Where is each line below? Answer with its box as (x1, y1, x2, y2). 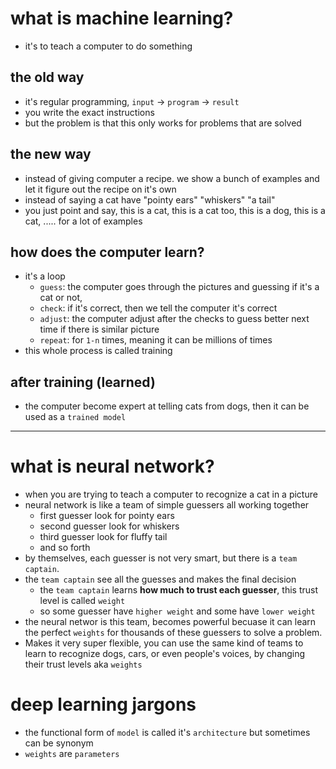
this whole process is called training (24, 345, 173, 357)
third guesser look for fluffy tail (39, 531, 168, 543)
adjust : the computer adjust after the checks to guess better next (39, 313, 310, 325)
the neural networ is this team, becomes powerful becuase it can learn (24, 616, 317, 628)
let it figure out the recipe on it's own (24, 183, 177, 195)
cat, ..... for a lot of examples (24, 215, 143, 227)
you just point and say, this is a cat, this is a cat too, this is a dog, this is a (24, 204, 326, 216)
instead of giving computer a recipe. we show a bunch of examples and (24, 172, 320, 184)
